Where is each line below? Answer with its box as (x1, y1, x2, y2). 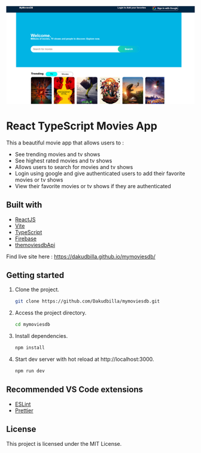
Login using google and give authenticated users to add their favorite (14, 170, 185, 177)
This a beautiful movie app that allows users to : (6, 139, 124, 146)
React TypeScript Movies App (6, 119, 157, 133)
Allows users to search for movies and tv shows (14, 163, 133, 170)
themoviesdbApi (14, 241, 56, 248)
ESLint (14, 400, 31, 407)
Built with (6, 200, 42, 210)
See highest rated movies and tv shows (14, 157, 112, 164)
